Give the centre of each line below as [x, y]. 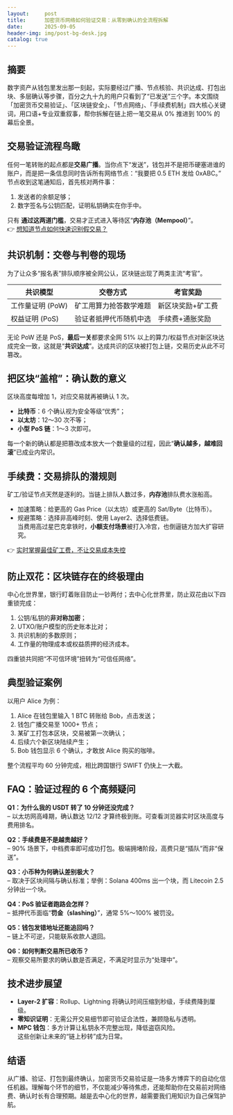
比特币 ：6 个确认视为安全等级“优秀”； [71, 411]
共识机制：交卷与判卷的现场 [67, 255]
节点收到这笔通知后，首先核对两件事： [62, 182]
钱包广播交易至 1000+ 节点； [59, 724]
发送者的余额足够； [45, 196]
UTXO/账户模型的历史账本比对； [63, 626]
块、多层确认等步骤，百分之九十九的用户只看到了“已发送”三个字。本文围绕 [113, 96]
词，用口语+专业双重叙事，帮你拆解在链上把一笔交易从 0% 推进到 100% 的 [114, 113]
